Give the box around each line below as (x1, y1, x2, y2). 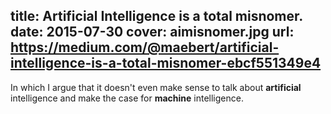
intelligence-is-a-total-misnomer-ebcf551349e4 (10, 55, 322, 72)
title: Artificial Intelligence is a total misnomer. (10, 8, 303, 25)
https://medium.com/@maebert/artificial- (10, 39, 280, 56)
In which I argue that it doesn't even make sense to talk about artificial (10, 81, 302, 93)
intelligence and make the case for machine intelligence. (10, 92, 244, 104)
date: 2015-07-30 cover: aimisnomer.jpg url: (10, 24, 295, 41)
